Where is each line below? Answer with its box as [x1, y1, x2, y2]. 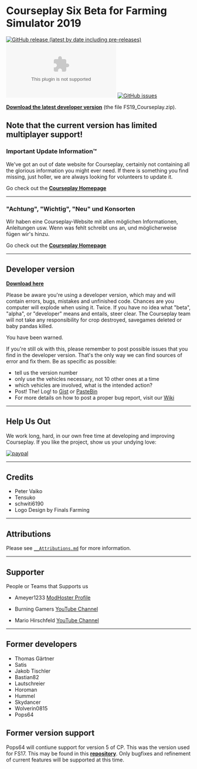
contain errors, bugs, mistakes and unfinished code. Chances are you [6, 298, 174, 305]
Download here [6, 280, 44, 287]
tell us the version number [14, 369, 78, 376]
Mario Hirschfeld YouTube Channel [14, 616, 99, 623]
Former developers [6, 639, 77, 649]
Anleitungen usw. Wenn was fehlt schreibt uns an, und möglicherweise [6, 224, 177, 231]
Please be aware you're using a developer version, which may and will [6, 291, 176, 298]
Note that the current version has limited [6, 120, 157, 130]
